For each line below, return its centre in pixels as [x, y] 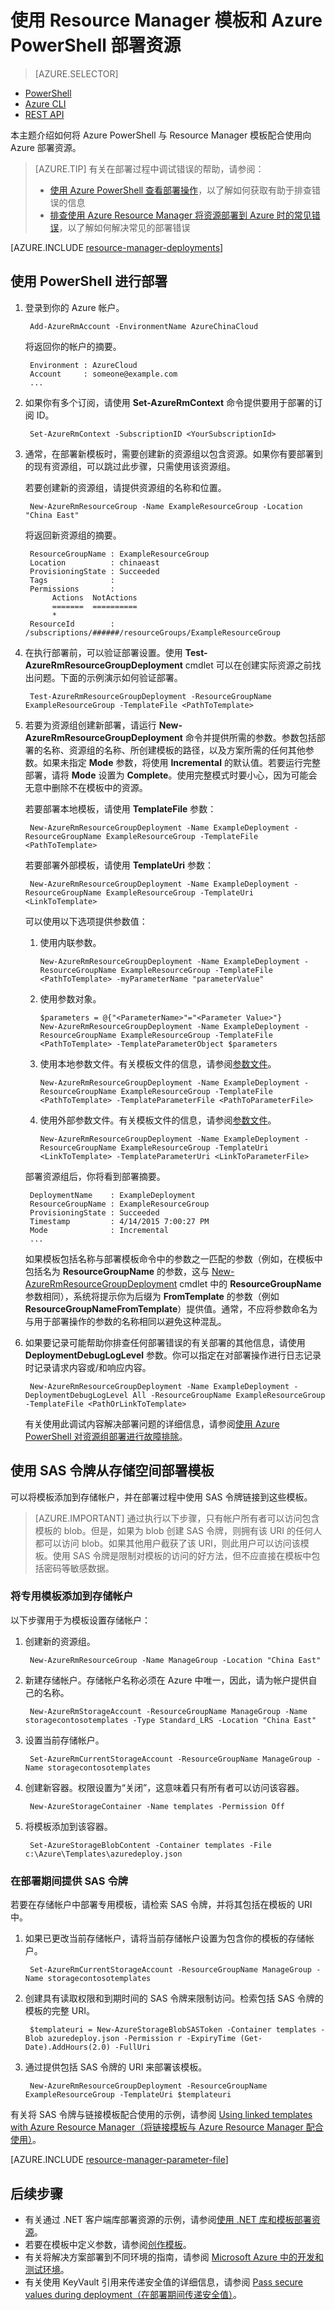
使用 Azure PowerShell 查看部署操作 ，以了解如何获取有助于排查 [181, 190]
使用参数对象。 [70, 998]
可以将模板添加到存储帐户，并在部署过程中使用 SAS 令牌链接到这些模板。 [161, 1497]
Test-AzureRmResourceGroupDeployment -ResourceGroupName [150, 696]
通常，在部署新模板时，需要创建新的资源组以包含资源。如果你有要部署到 [173, 453]
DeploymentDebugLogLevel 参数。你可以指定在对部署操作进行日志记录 [173, 1355]
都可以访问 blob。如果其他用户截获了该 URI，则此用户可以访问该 [167, 1543]
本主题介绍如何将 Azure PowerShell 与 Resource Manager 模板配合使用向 [161, 135]
